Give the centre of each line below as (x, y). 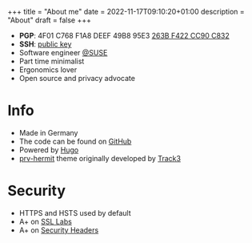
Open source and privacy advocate (77, 78)
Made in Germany (48, 132)
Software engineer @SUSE (63, 53)
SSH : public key (45, 44)
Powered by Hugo (49, 150)
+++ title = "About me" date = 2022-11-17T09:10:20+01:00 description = (126, 12)
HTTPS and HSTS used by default (75, 213)
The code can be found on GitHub (75, 141)
